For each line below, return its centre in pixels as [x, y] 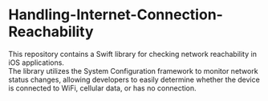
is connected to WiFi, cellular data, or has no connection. [102, 88]
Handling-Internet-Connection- [116, 15]
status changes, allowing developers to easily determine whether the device [134, 79]
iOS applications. [36, 63]
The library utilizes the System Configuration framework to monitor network [133, 71]
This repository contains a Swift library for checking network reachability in [132, 54]
